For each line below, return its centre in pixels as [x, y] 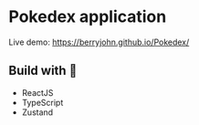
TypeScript [42, 102]
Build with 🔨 [43, 71]
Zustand [37, 112]
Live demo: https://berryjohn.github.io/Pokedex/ [99, 42]
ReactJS [37, 92]
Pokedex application [88, 17]
